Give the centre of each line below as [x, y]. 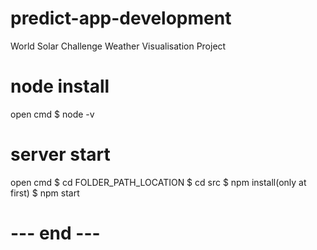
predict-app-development [121, 18]
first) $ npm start [45, 193]
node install [60, 86]
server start [60, 154]
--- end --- [55, 233]
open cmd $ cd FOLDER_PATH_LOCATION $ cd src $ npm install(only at [158, 182]
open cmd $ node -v [52, 114]
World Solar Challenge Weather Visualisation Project [118, 46]
